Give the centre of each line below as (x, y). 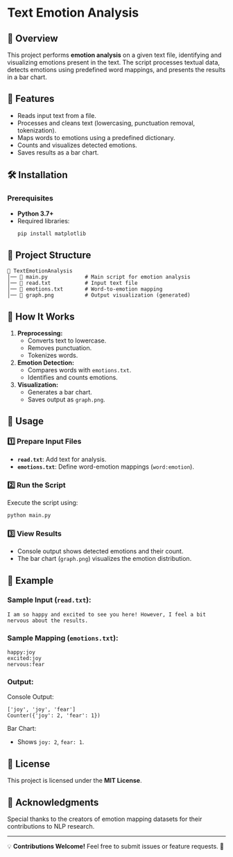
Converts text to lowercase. (67, 340)
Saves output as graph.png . (66, 399)
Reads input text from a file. (57, 115)
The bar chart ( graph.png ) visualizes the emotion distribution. (104, 559)
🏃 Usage (25, 421)
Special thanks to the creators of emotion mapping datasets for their (105, 819)
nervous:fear (26, 665)
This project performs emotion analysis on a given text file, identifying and (114, 55)
